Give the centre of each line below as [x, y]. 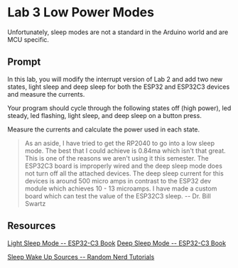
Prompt [24, 62]
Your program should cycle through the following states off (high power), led [119, 108]
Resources [32, 226]
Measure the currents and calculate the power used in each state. [104, 129]
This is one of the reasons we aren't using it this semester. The [117, 158]
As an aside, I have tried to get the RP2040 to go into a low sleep [120, 143]
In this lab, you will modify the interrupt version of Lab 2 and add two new [115, 79]
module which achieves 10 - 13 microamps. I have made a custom [121, 188]
